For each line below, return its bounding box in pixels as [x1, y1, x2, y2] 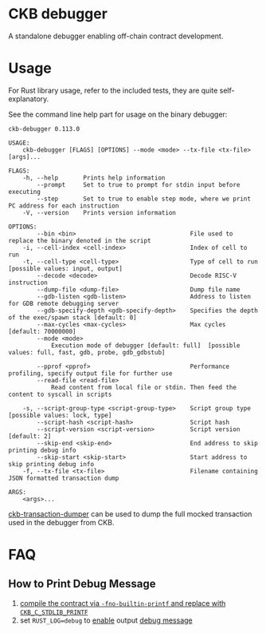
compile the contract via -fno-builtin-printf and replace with [19, 598, 226, 607]
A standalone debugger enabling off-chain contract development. [8, 31, 224, 41]
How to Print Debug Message [8, 577, 156, 591]
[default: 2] [8, 432, 52, 440]
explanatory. [8, 93, 49, 104]
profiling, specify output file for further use [8, 369, 173, 378]
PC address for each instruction [8, 201, 119, 210]
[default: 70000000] [8, 327, 77, 335]
